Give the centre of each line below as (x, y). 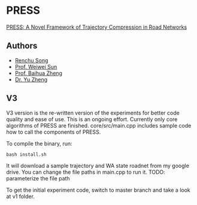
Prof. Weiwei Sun (36, 67)
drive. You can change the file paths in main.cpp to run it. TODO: (86, 172)
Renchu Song (31, 60)
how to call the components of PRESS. (54, 132)
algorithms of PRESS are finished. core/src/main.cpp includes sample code (99, 125)
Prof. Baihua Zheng (39, 73)
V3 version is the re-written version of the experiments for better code (93, 113)
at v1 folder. (20, 196)
